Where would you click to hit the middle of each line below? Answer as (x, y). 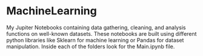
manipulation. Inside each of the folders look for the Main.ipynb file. (91, 46)
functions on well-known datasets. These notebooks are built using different (101, 33)
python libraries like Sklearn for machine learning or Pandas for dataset (95, 40)
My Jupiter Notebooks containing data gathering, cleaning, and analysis (96, 27)
